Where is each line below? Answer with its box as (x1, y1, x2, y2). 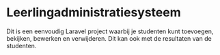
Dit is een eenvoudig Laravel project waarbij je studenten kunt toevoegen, (6, 27, 214, 35)
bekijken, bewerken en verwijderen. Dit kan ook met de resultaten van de (6, 34, 212, 42)
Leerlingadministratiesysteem (6, 5, 182, 20)
